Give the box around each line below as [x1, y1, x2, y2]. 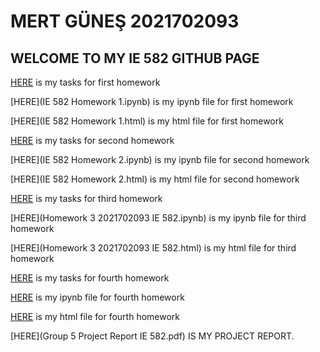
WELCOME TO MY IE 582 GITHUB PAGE [10, 50, 260, 67]
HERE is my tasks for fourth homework [10, 272, 170, 284]
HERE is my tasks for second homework [10, 135, 175, 146]
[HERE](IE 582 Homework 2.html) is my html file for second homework [10, 173, 300, 185]
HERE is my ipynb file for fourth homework [10, 291, 185, 303]
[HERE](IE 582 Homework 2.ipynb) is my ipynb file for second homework [10, 154, 310, 165]
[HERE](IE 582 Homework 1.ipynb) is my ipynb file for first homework [10, 96, 294, 107]
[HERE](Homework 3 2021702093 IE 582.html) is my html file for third [10, 242, 297, 254]
